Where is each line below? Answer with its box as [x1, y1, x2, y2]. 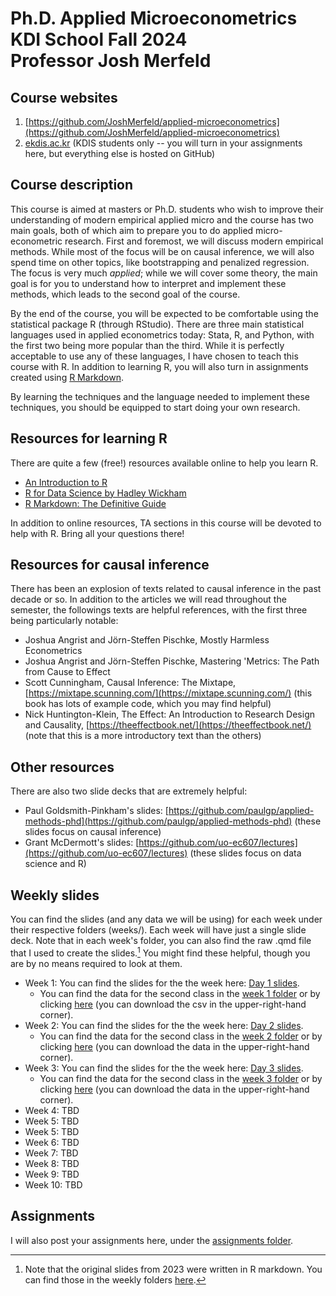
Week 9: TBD [24, 1168, 80, 1180]
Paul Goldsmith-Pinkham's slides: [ [24, 805, 169, 817]
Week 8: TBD [24, 1157, 80, 1169]
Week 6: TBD [24, 1136, 80, 1148]
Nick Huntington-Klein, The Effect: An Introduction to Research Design [24, 708, 316, 721]
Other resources [10, 758, 115, 776]
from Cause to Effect [24, 666, 111, 678]
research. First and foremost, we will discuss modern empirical [64, 235, 324, 247]
